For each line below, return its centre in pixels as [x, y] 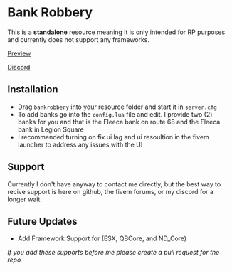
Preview [19, 53]
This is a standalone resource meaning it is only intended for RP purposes [116, 32]
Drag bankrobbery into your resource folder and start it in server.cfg [117, 107]
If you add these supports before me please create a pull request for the [114, 253]
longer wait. [25, 199]
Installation [33, 90]
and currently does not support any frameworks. [78, 39]
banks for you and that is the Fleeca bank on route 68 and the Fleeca [119, 122]
